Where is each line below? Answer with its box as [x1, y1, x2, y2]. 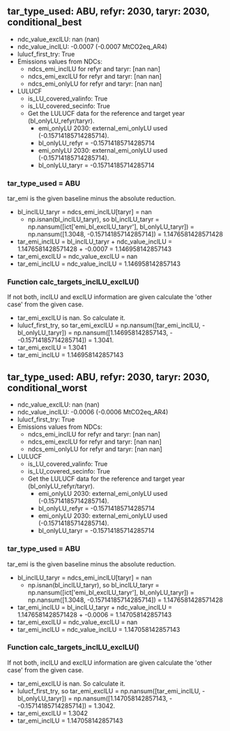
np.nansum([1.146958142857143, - [73, 329, 173, 337]
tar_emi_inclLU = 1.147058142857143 [17, 716, 123, 725]
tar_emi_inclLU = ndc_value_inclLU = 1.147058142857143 [17, 625, 181, 633]
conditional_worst [7, 382, 88, 393]
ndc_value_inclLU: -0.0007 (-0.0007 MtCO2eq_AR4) [17, 42, 167, 51]
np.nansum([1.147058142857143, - [73, 694, 173, 702]
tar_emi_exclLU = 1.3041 [17, 343, 87, 352]
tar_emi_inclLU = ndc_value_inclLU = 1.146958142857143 [17, 259, 181, 268]
